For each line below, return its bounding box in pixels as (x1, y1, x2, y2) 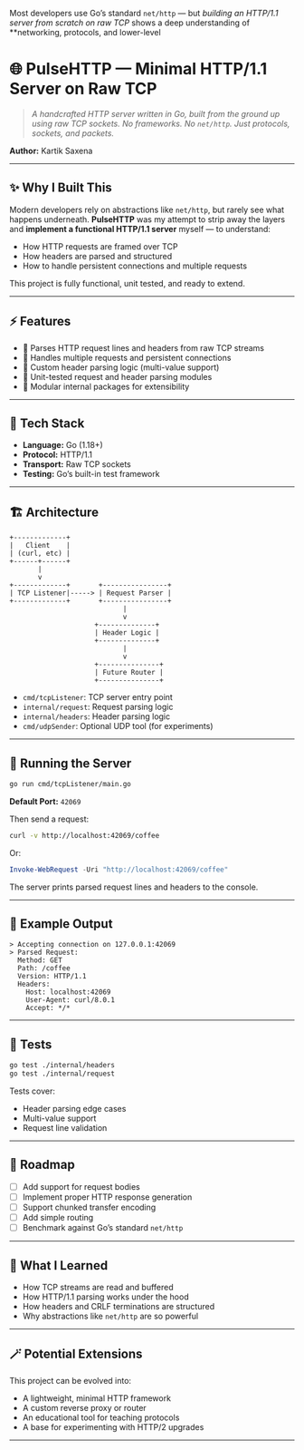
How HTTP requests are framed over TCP (22, 240, 178, 252)
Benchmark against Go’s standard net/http (22, 1222, 184, 1233)
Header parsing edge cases (22, 1104, 127, 1114)
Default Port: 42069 (9, 795, 81, 806)
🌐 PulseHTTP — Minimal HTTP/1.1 (9, 59, 268, 80)
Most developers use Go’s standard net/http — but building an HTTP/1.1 (9, 8, 279, 18)
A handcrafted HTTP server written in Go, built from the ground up (31, 108, 280, 119)
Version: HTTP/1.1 (17, 972, 88, 981)
